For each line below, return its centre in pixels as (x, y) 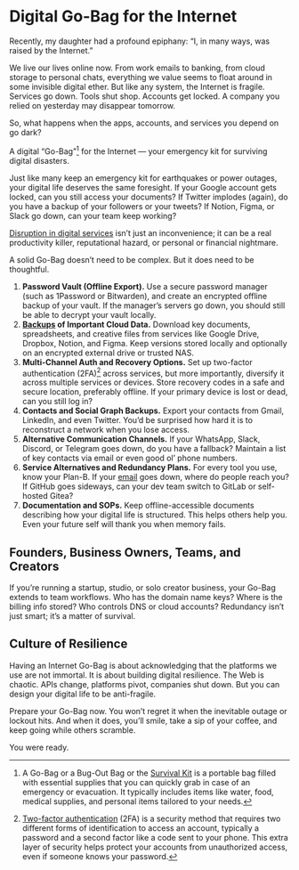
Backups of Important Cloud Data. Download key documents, (136, 324)
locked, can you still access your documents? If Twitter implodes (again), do (149, 197)
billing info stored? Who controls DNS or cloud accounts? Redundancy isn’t (147, 606)
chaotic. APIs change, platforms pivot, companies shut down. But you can (145, 684)
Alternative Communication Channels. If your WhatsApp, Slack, (141, 439)
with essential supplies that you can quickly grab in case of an (136, 782)
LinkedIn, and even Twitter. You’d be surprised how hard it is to (137, 420)
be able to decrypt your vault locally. (89, 314)
